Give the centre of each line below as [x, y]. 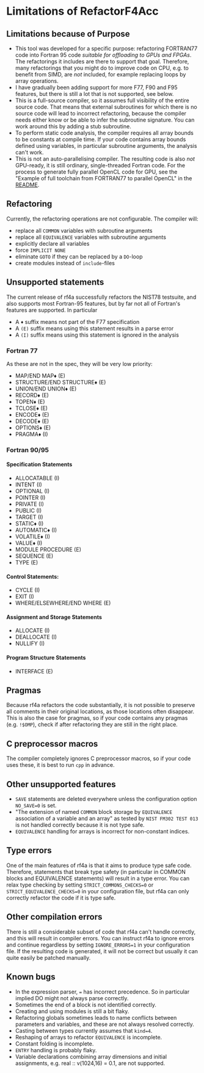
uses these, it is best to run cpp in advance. [60, 765]
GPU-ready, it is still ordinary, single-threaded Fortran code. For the [100, 165]
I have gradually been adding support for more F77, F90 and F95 [97, 87]
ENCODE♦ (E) [32, 414]
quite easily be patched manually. [49, 958]
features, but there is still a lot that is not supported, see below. [94, 94]
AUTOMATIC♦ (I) [36, 530]
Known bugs [31, 977]
